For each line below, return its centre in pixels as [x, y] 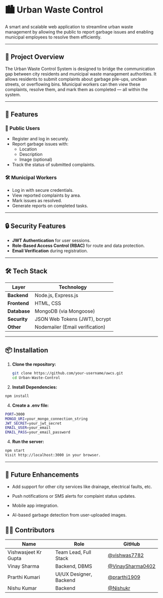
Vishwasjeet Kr [25, 552]
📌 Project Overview [35, 57]
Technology [73, 287]
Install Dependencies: [34, 387]
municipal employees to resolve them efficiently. [53, 37]
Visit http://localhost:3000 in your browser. [53, 455]
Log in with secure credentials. [43, 190]
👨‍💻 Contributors [30, 530]
